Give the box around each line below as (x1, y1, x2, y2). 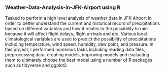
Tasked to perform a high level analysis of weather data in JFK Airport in (5, 15, 152, 21)
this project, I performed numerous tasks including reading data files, (5, 46, 145, 53)
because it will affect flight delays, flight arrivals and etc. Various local (5, 31, 147, 37)
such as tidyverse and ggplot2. (5, 62, 68, 68)
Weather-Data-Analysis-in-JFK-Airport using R (5, 4, 121, 11)
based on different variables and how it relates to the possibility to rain (5, 26, 148, 32)
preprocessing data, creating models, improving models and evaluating (5, 52, 150, 58)
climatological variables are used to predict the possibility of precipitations (5, 36, 156, 42)
